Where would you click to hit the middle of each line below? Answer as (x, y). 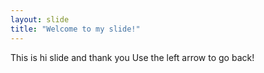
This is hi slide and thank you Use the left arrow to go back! (132, 57)
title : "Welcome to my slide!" (75, 29)
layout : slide (40, 19)
